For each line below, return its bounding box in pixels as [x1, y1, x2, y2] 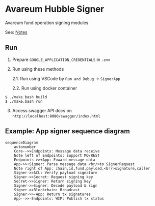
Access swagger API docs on [12, 107, 72, 114]
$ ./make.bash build [5, 94, 48, 99]
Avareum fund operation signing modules [5, 20, 89, 26]
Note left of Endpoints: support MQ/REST [14, 153, 100, 158]
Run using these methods [12, 66, 64, 72]
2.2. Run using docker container [12, 85, 77, 91]
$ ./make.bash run [5, 99, 43, 104]
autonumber [14, 144, 36, 149]
